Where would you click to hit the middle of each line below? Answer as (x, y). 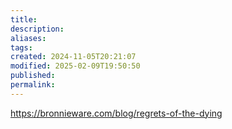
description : (37, 29)
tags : (21, 47)
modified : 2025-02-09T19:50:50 (75, 66)
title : (24, 19)
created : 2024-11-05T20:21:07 (73, 57)
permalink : (33, 85)
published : (33, 76)
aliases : (28, 38)
